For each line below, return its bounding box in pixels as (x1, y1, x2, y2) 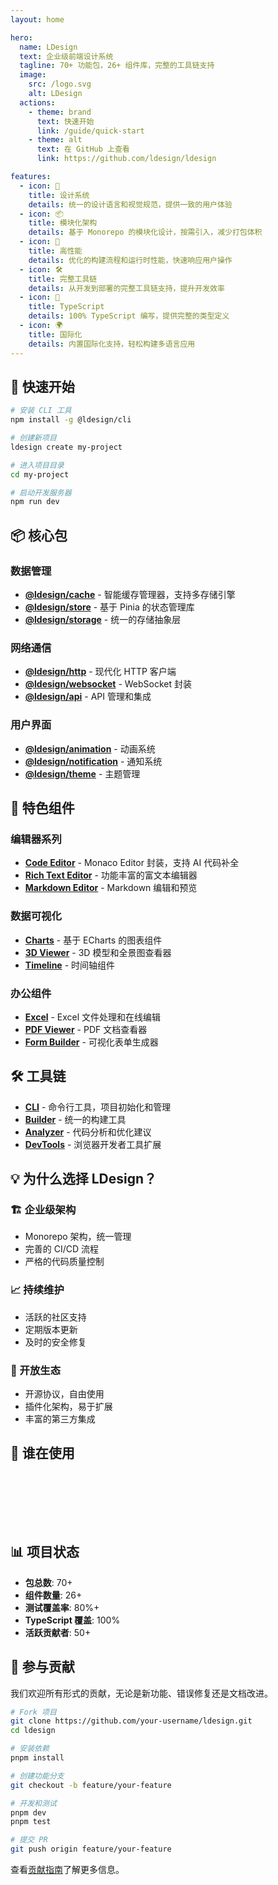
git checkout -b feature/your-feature (10, 1780, 172, 1790)
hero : (10, 32, 33, 43)
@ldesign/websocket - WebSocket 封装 (24, 678, 192, 690)
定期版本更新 (24, 1323, 78, 1335)
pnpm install (10, 1753, 65, 1763)
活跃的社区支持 (24, 1311, 87, 1323)
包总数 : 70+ (24, 1576, 73, 1588)
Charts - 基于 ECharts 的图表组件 (24, 934, 163, 946)
